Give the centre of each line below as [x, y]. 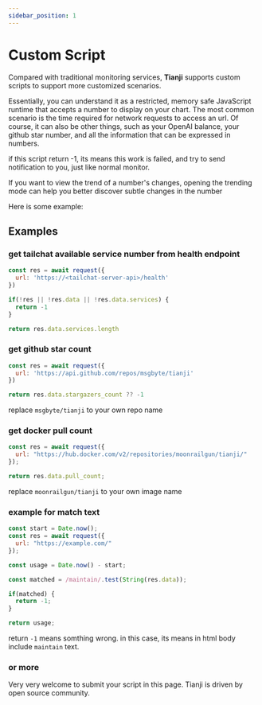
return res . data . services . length [64, 329]
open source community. [49, 693]
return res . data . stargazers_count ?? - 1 [76, 395]
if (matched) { [32, 594]
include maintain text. [44, 647]
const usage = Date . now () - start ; [67, 565]
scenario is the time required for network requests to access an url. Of [123, 118]
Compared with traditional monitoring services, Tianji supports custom [124, 77]
